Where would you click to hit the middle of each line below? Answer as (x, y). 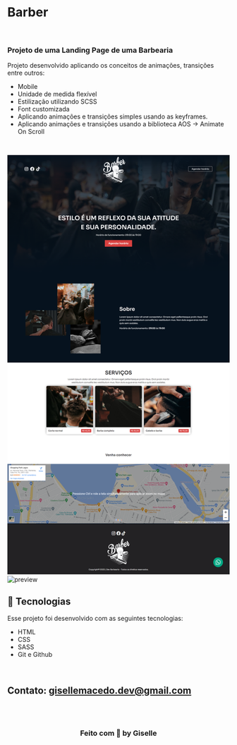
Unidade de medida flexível (57, 94)
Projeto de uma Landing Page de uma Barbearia (90, 50)
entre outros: (26, 73)
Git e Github (35, 655)
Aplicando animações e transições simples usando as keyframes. (113, 116)
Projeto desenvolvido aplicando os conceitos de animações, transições (111, 66)
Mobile (28, 87)
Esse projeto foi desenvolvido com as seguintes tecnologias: (95, 619)
